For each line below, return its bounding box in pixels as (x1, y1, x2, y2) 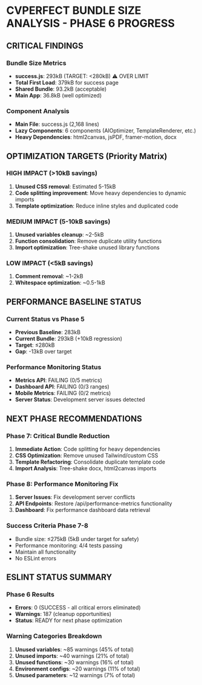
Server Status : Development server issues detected (15, 396, 145, 403)
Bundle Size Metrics (6, 59, 67, 67)
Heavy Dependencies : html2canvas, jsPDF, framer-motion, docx (15, 134, 177, 141)
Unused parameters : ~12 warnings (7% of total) (15, 671, 135, 678)
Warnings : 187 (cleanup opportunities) (15, 611, 112, 618)
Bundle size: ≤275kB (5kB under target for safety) (15, 535, 139, 542)
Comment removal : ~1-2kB (15, 273, 83, 280)
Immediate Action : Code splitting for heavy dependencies (15, 445, 160, 453)
